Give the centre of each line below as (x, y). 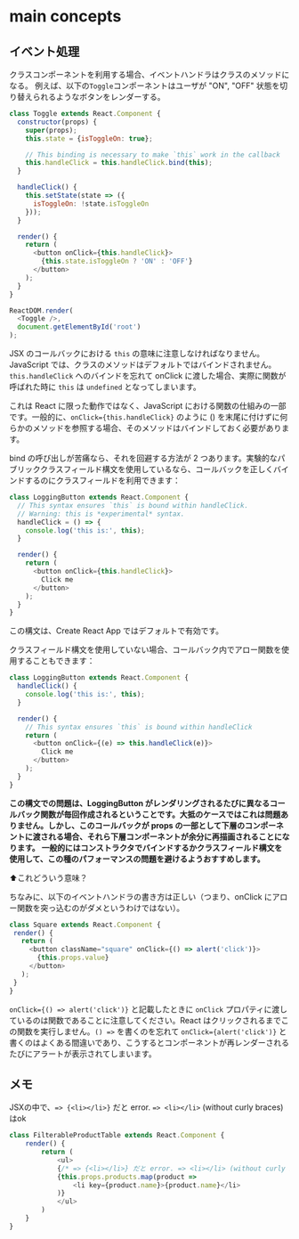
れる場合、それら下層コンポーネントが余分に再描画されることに (165, 836)
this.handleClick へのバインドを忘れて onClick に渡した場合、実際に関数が (148, 375)
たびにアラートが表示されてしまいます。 (83, 1054)
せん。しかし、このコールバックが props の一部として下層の (135, 825)
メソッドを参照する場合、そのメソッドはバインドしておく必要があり (157, 428)
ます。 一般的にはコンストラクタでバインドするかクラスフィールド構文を (149, 847)
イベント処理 (44, 51)
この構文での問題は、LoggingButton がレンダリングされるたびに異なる (140, 803)
